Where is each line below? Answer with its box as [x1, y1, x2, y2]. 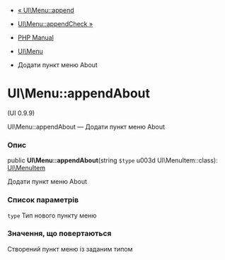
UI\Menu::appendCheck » [17, 20, 93, 28]
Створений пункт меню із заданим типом [7, 244, 133, 253]
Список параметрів [7, 195, 79, 205]
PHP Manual [17, 33, 54, 42]
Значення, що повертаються [7, 229, 112, 239]
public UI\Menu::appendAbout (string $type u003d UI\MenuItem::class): [7, 156, 218, 165]
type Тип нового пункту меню [7, 211, 97, 220]
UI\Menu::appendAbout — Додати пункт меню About [7, 122, 165, 131]
